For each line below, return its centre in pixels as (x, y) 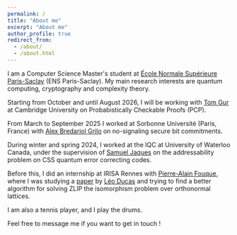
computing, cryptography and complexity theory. (79, 88)
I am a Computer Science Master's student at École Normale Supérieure (112, 73)
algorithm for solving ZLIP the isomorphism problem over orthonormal (109, 188)
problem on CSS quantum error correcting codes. (80, 159)
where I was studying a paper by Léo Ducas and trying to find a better (109, 180)
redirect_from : (30, 40)
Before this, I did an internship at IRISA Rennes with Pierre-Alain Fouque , (113, 173)
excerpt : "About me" (38, 27)
